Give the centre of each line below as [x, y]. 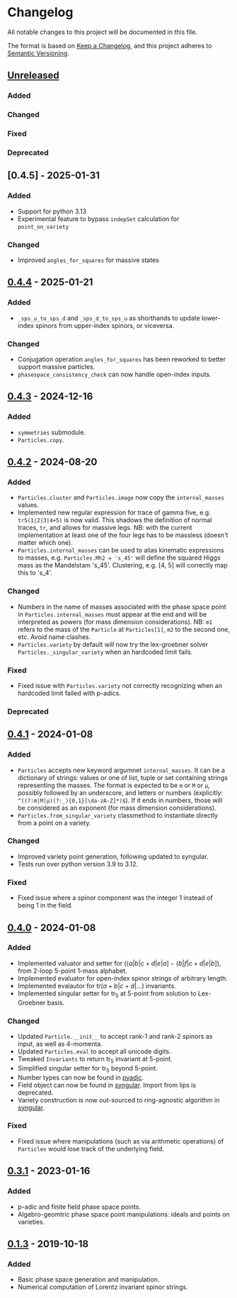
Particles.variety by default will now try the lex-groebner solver [113, 644]
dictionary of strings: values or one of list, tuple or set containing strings [123, 777]
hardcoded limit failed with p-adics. [69, 693]
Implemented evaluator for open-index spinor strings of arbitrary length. [123, 978]
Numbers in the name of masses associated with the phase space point [122, 606]
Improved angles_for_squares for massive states [88, 260]
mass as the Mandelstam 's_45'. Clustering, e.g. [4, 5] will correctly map [122, 565]
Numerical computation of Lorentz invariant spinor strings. [103, 1287]
